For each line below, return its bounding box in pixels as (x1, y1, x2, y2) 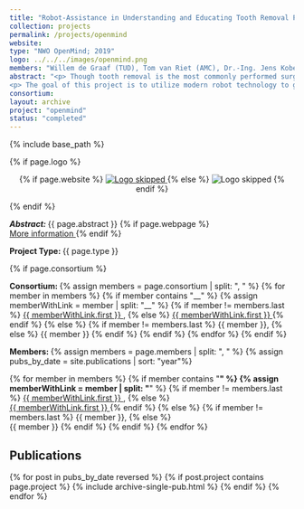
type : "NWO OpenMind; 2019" (9, 47, 116, 56)
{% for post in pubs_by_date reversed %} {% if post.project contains (9, 471, 264, 482)
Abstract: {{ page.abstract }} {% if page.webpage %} (9, 219, 210, 230)
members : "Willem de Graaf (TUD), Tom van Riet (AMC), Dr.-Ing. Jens (9, 64, 278, 73)
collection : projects (9, 22, 91, 31)
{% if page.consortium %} (9, 263, 107, 274)
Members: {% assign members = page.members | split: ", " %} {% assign (9, 346, 283, 357)
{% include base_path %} (9, 139, 105, 150)
